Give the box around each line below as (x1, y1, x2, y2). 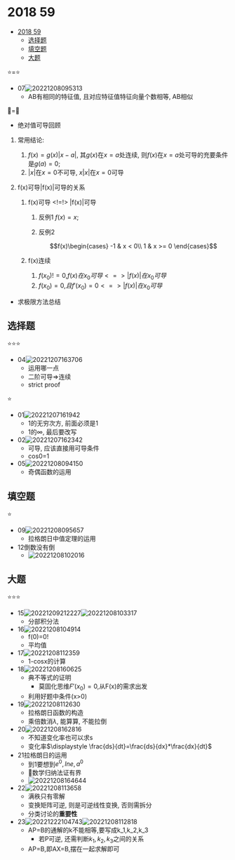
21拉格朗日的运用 (17, 751, 68, 759)
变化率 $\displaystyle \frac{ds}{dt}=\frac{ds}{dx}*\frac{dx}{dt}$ (27, 741, 213, 751)
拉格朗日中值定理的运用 (27, 535, 96, 543)
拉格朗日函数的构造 (27, 708, 84, 716)
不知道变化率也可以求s (27, 733, 93, 741)
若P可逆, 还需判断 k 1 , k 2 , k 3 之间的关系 (38, 835, 145, 845)
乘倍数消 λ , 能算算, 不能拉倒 (27, 717, 107, 725)
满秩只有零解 (27, 792, 65, 800)
